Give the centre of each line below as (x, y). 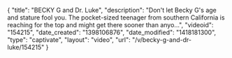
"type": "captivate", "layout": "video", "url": (69, 40)
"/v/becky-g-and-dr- (162, 40)
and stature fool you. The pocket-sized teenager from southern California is (116, 17)
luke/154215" (26, 47)
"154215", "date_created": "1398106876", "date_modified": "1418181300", (112, 32)
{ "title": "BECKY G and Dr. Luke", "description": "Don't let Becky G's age (112, 10)
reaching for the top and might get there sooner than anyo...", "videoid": (110, 25)
